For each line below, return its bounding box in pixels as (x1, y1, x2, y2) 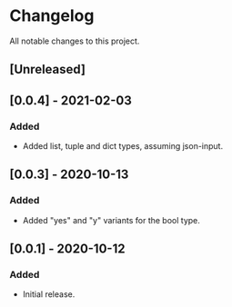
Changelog (9, 5, 95, 26)
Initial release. (22, 289, 76, 300)
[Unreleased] (9, 62, 86, 77)
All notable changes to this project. (9, 35, 140, 46)
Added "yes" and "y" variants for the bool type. (22, 214, 200, 225)
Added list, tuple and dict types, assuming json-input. (22, 141, 224, 152)
